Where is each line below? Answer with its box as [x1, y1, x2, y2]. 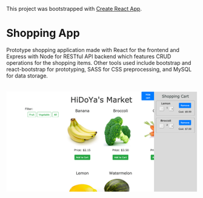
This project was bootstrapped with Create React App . [6, 5, 142, 12]
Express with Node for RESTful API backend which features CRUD [6, 53, 171, 60]
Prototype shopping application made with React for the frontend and [6, 46, 180, 53]
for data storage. [6, 72, 48, 79]
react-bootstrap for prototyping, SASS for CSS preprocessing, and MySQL [6, 65, 192, 73]
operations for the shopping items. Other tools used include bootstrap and [6, 59, 191, 66]
